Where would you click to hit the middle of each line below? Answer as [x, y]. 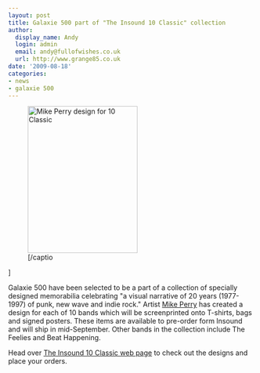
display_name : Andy [47, 37]
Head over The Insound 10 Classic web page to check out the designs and [128, 353]
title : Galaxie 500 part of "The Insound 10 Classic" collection [117, 23]
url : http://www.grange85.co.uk [68, 60]
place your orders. [38, 361]
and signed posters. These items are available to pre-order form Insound [125, 321]
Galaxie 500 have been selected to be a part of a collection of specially [123, 288]
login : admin [36, 45]
